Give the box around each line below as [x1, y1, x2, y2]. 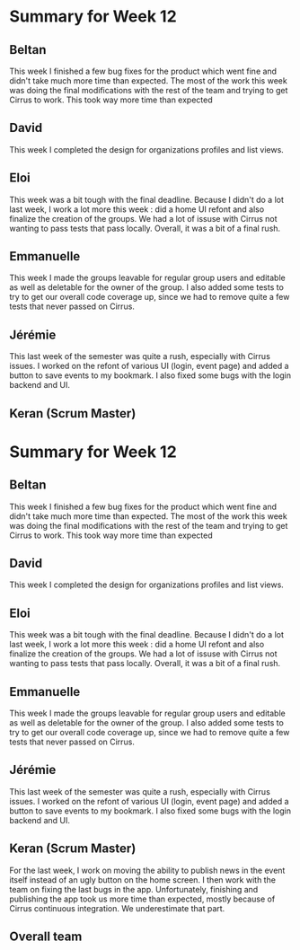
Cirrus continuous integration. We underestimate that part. [9, 902, 225, 913]
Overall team [9, 929, 83, 945]
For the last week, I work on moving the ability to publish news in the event [9, 865, 286, 875]
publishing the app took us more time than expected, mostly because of [9, 893, 276, 904]
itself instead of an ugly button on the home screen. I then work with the [9, 874, 277, 885]
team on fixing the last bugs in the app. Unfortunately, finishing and [9, 884, 259, 894]
